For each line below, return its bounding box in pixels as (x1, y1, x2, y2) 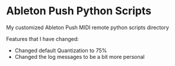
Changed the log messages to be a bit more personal (14, 53, 145, 60)
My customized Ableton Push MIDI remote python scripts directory (6, 24, 169, 31)
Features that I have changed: (6, 35, 79, 42)
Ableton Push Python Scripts (6, 4, 152, 18)
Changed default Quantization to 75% (14, 46, 107, 54)
